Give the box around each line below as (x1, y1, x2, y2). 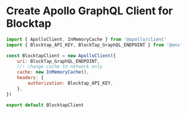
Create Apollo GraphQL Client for (6, 4, 173, 18)
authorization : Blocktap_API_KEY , (27, 80, 113, 87)
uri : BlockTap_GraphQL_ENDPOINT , (17, 58, 100, 64)
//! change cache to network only (17, 64, 103, 69)
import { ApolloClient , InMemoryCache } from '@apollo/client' (6, 36, 167, 42)
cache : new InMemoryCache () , (17, 69, 90, 75)
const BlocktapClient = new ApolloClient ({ (6, 52, 116, 59)
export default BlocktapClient (6, 102, 84, 108)
